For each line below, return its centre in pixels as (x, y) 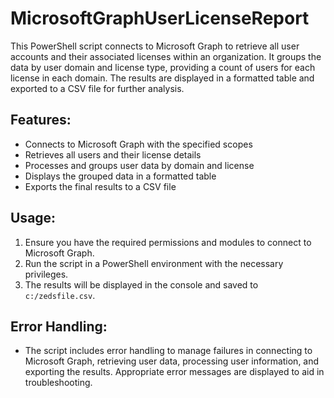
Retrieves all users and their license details (113, 154)
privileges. (46, 274)
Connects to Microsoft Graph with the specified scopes (138, 144)
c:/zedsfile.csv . (60, 295)
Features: (41, 120)
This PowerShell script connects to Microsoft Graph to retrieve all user (155, 46)
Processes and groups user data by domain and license (139, 165)
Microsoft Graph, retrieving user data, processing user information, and (172, 361)
